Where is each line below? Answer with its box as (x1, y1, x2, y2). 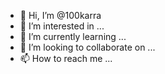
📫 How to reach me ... (19, 53, 113, 64)
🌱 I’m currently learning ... (19, 31, 127, 42)
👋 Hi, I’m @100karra (19, 10, 102, 21)
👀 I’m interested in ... (19, 20, 105, 32)
